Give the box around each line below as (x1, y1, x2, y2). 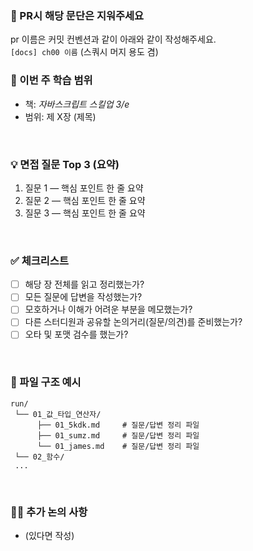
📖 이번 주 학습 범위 (10, 73, 93, 87)
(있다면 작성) (24, 530, 75, 542)
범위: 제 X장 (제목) (24, 110, 97, 122)
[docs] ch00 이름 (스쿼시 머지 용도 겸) (10, 46, 159, 58)
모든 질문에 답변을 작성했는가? (24, 291, 143, 303)
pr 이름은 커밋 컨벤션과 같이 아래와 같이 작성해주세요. (10, 33, 217, 46)
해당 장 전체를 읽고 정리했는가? (24, 278, 145, 291)
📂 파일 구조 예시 (10, 375, 82, 389)
